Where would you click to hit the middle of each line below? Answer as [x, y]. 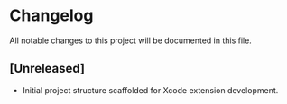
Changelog [51, 16]
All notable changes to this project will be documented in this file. [131, 40]
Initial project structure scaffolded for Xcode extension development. [150, 90]
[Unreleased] [47, 69]
